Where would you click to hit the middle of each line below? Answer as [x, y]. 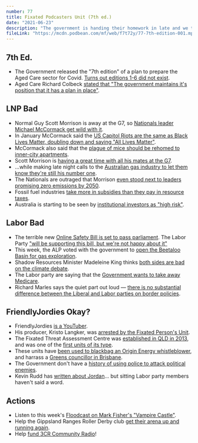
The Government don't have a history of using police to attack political [100, 363]
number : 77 [19, 11]
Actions [21, 401]
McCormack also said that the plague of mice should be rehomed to [97, 148]
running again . [32, 428]
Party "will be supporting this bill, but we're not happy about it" [91, 243]
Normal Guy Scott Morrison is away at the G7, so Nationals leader [94, 123]
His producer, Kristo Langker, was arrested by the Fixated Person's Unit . [102, 332]
